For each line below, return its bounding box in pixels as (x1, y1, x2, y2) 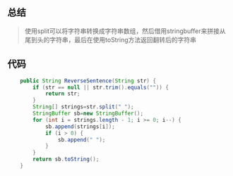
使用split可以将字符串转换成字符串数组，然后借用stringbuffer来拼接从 (24, 27, 226, 35)
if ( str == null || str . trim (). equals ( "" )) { (32, 84, 169, 91)
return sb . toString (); (32, 156, 100, 163)
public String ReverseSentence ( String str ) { (20, 77, 157, 84)
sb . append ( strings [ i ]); (44, 122, 115, 130)
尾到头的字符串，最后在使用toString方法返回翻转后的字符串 (24, 35, 196, 44)
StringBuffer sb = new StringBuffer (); (32, 110, 143, 117)
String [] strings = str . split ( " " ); (32, 103, 134, 111)
